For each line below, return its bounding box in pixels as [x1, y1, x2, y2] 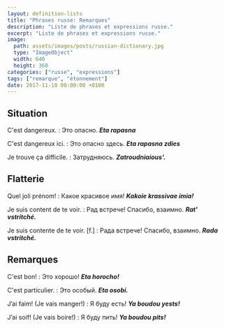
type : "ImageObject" [13, 50, 73, 57]
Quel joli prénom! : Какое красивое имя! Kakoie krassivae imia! [7, 191, 194, 200]
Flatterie [7, 173, 45, 185]
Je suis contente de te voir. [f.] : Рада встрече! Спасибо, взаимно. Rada [7, 226, 218, 234]
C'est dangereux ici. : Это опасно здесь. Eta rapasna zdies [7, 140, 180, 148]
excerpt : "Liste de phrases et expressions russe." [7, 29, 161, 37]
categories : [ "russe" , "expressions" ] [7, 68, 120, 75]
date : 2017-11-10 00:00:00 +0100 [7, 82, 105, 89]
